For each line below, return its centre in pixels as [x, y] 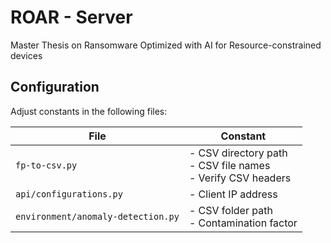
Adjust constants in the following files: [89, 111]
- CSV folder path [230, 210]
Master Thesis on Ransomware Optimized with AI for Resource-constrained [166, 45]
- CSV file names [229, 165]
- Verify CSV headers [240, 178]
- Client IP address [233, 194]
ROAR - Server [71, 17]
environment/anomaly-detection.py [97, 216]
